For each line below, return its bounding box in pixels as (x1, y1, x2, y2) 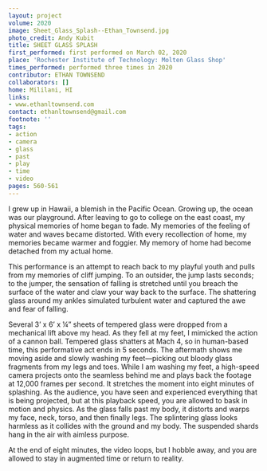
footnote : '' (8, 116, 52, 124)
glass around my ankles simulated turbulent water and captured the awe (8, 296, 245, 305)
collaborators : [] (8, 78, 69, 86)
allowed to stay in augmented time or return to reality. (8, 453, 184, 463)
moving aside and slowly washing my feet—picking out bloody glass (8, 353, 233, 363)
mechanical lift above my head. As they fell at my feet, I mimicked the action (8, 328, 258, 337)
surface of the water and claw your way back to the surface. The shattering (8, 287, 257, 296)
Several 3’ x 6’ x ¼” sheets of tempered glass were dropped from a (8, 320, 229, 329)
